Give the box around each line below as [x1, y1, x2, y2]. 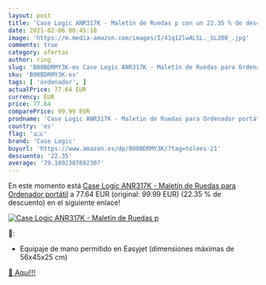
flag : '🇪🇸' [8, 129, 47, 137]
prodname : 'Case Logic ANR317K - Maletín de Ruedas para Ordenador [8, 115, 236, 123]
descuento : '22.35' [8, 152, 73, 160]
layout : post [8, 11, 51, 20]
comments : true [8, 41, 59, 49]
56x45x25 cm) [19, 252, 68, 262]
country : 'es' [8, 122, 55, 130]
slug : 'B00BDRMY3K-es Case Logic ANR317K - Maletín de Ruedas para [8, 64, 236, 71]
